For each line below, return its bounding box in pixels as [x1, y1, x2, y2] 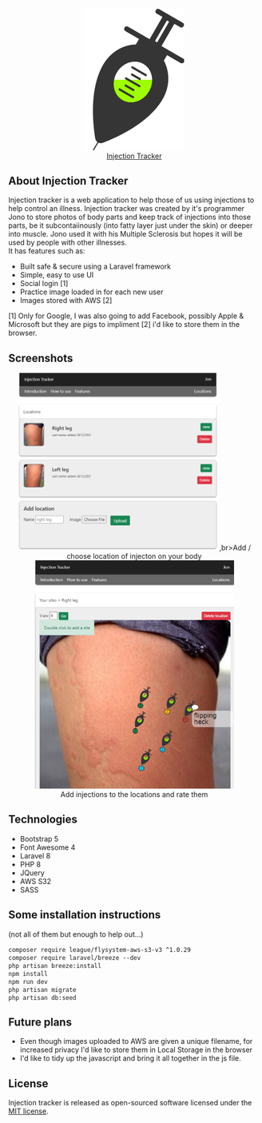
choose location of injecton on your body [66, 552, 202, 561]
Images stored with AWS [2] [19, 296, 113, 305]
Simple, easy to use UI [19, 270, 94, 280]
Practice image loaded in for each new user [19, 287, 164, 297]
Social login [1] [19, 279, 69, 289]
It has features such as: [8, 246, 85, 256]
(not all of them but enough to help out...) [8, 929, 144, 939]
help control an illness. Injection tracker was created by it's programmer [8, 204, 245, 213]
